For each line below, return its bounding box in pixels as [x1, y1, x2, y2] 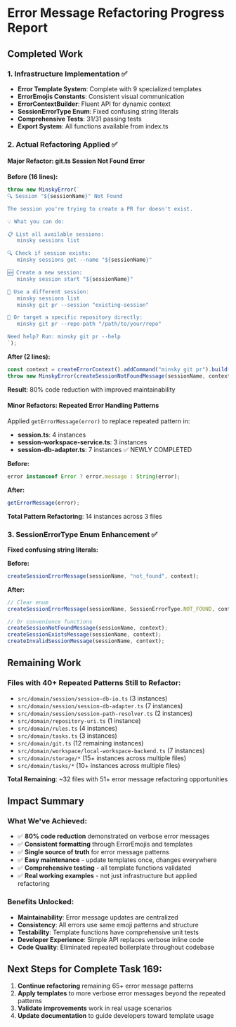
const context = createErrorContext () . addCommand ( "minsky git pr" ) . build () [7, 366, 234, 373]
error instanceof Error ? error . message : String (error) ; [7, 472, 181, 480]
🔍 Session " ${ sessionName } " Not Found [7, 192, 123, 199]
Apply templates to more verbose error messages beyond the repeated [17, 989, 226, 998]
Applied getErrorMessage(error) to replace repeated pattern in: [7, 416, 190, 425]
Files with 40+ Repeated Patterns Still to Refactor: [7, 678, 181, 688]
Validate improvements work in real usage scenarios [17, 1004, 172, 1012]
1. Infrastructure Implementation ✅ [7, 69, 128, 79]
